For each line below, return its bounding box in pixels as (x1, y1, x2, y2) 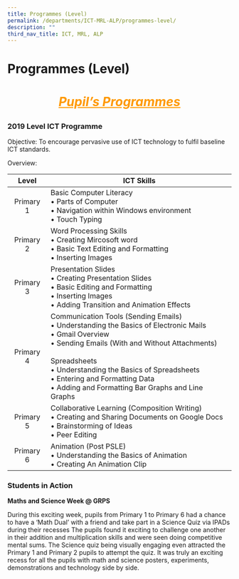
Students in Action (7, 480, 73, 490)
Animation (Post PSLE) (51, 442, 127, 451)
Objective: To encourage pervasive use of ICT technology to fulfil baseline (7, 137, 225, 146)
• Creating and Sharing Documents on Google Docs (51, 412, 223, 422)
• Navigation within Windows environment (51, 206, 191, 215)
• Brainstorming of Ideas (51, 421, 133, 431)
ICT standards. (7, 145, 51, 153)
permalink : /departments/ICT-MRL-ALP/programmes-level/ (7, 17, 176, 24)
